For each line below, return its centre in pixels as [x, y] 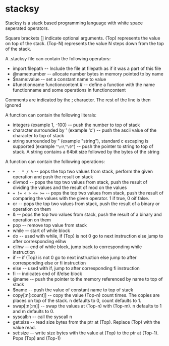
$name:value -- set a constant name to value [59, 79]
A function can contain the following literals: [51, 115]
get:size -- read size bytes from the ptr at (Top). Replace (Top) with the [86, 322]
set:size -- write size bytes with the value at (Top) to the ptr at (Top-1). [86, 333]
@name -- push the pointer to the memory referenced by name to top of [88, 279]
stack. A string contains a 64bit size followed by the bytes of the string [86, 151]
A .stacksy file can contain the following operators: [58, 58]
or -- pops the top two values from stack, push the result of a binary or [86, 204]
